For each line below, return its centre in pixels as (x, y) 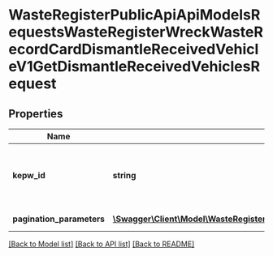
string (124, 175)
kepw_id (29, 175)
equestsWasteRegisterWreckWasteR (136, 32)
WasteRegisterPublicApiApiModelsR (134, 15)
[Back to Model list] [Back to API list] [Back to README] (102, 244)
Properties (36, 114)
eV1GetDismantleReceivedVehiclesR (134, 67)
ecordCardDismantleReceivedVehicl (134, 49)
